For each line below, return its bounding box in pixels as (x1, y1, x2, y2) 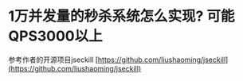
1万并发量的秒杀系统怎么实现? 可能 (8, 7, 235, 25)
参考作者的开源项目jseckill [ (8, 55, 98, 64)
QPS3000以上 (8, 27, 103, 45)
